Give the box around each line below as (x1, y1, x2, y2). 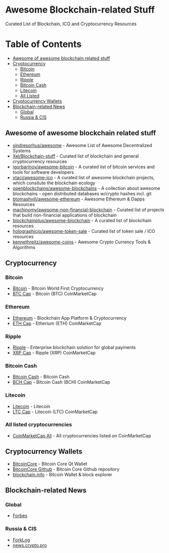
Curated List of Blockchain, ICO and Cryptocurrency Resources (5, 21, 137, 27)
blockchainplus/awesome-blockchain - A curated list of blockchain (12, 217, 152, 223)
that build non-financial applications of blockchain (12, 212, 117, 218)
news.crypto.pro (12, 542, 47, 548)
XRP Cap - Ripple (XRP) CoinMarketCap (12, 349, 96, 356)
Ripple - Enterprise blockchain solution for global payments (12, 344, 136, 350)
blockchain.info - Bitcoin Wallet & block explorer (12, 471, 112, 477)
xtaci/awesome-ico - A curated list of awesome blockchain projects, (12, 174, 155, 180)
